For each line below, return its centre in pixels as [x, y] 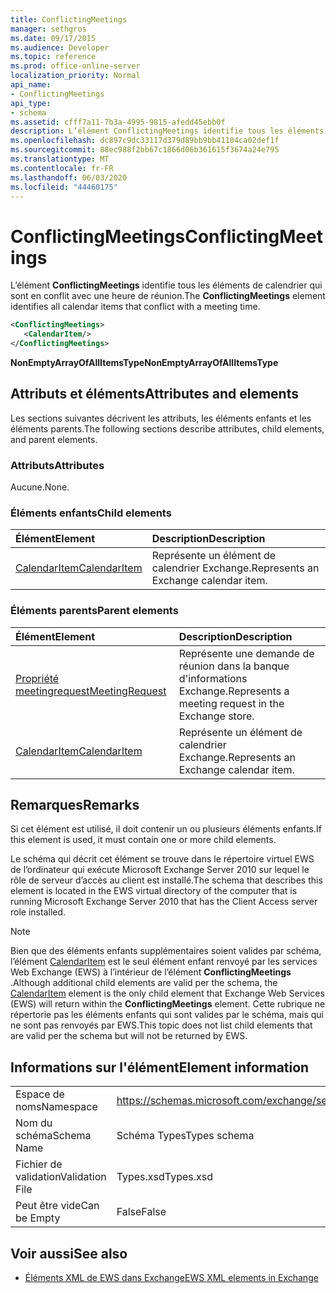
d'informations [213, 678]
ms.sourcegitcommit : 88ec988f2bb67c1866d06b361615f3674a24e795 [145, 150]
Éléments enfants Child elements [91, 513]
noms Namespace [56, 1107]
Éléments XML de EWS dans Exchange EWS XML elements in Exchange [171, 1278]
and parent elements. [54, 439]
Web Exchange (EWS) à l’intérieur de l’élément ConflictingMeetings [151, 972]
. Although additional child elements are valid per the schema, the [144, 983]
